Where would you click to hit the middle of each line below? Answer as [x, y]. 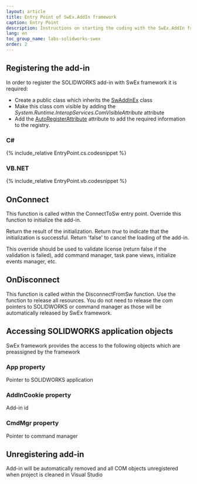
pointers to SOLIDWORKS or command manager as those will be [84, 306]
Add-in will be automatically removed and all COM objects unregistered [92, 469]
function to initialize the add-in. [44, 220]
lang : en [17, 34]
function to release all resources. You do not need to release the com [89, 300]
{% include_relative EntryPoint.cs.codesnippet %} [67, 153]
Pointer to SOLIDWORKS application [50, 380]
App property [26, 367]
